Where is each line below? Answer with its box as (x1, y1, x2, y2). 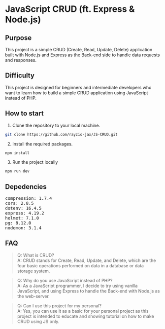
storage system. (17, 268, 50, 274)
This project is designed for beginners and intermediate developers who (5, 84, 152, 90)
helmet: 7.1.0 (5, 216, 39, 221)
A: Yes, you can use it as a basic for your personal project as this (17, 308, 149, 314)
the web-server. (17, 293, 50, 299)
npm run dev (5, 169, 30, 174)
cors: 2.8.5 (5, 201, 34, 206)
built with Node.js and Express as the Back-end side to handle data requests (5, 52, 160, 58)
